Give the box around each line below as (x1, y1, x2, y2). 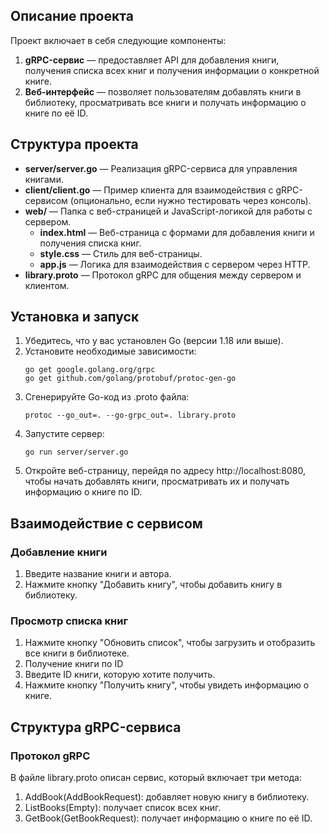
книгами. (24, 173, 64, 185)
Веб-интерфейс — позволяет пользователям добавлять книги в (24, 85, 302, 98)
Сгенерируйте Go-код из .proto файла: (24, 391, 190, 403)
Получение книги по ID (24, 658, 124, 670)
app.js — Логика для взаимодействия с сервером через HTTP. (39, 258, 311, 270)
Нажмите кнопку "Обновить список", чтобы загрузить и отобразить (24, 637, 316, 649)
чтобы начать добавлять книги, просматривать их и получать (24, 475, 290, 488)
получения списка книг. (39, 237, 142, 249)
